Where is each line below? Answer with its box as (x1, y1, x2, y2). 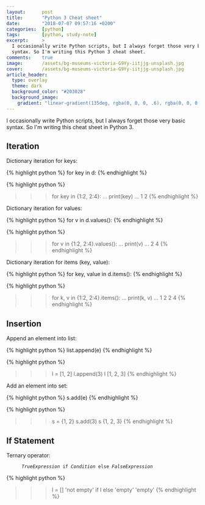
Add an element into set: (6, 382, 68, 389)
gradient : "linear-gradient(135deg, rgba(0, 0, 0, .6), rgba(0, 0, (17, 100, 192, 106)
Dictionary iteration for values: (6, 204, 82, 212)
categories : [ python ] (6, 26, 64, 32)
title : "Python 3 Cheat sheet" (6, 15, 103, 21)
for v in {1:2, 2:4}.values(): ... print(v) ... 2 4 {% (51, 240, 168, 248)
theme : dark (12, 83, 43, 89)
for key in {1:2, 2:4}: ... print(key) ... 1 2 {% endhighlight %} (51, 193, 198, 200)
